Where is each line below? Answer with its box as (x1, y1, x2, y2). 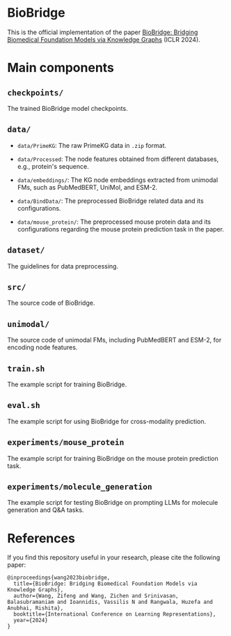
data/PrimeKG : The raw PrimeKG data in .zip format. (17, 141, 167, 149)
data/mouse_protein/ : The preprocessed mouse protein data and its (17, 218, 211, 226)
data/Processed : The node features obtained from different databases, (17, 155, 219, 163)
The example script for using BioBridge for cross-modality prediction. (7, 417, 207, 425)
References (7, 530, 75, 546)
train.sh (7, 363, 45, 374)
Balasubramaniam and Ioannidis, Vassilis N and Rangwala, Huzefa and (7, 598, 214, 606)
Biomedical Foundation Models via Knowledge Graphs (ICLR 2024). (7, 35, 200, 43)
